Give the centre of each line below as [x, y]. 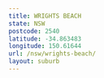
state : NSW [27, 24]
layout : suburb [34, 62]
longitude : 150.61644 [45, 46]
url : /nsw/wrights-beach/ [52, 54]
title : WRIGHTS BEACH [45, 16]
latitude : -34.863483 [45, 39]
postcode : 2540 [34, 31]
